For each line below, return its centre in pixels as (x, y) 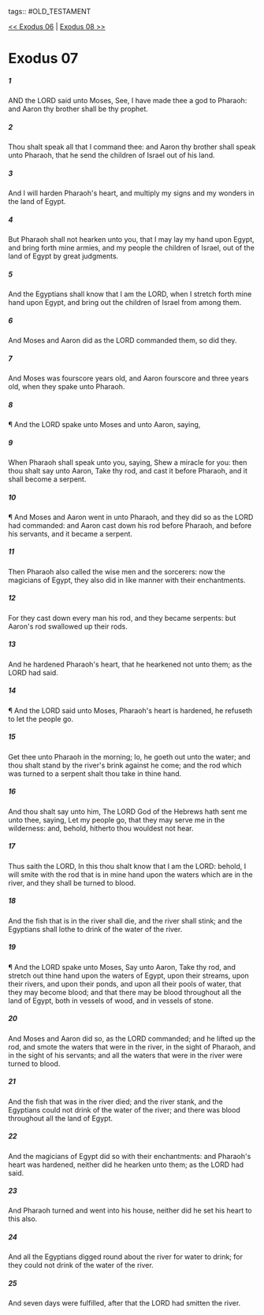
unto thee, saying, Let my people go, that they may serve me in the (117, 819)
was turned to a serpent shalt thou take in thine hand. (95, 773)
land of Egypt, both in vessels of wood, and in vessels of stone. (111, 1001)
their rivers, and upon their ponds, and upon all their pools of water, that (125, 983)
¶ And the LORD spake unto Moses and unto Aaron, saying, (104, 424)
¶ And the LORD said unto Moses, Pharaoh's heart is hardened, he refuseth (130, 710)
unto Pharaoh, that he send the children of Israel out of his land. (112, 155)
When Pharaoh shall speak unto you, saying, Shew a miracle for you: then (128, 462)
